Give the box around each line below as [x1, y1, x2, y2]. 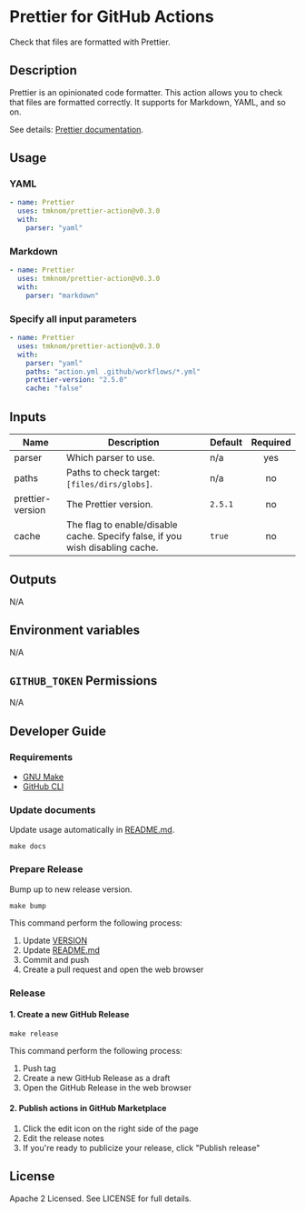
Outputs [9, 572, 57, 587]
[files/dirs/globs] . [66, 477, 152, 490]
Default [210, 436, 243, 448]
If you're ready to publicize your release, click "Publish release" [22, 1143, 261, 1154]
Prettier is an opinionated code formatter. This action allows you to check [9, 86, 283, 97]
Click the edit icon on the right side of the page [22, 1123, 199, 1134]
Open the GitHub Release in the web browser [22, 1082, 192, 1093]
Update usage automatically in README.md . [9, 825, 175, 836]
